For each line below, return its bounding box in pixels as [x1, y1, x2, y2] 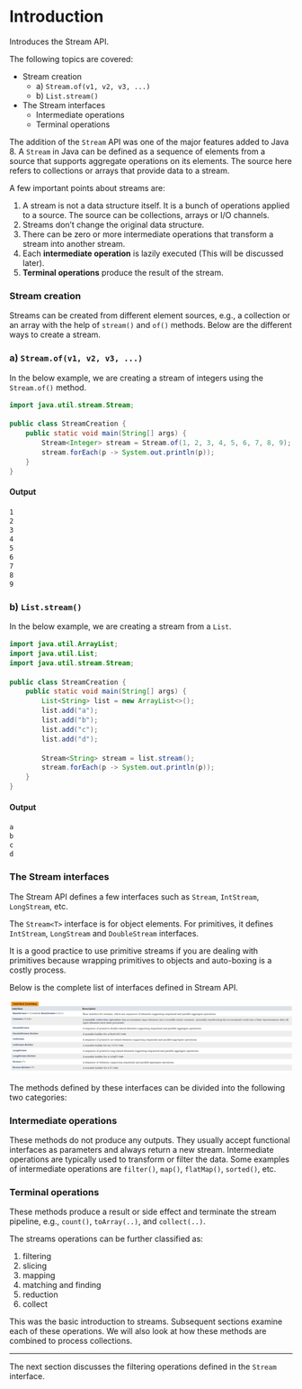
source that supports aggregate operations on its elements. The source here [9, 155, 292, 166]
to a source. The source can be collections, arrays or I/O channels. [22, 209, 270, 220]
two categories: [9, 1092, 67, 1102]
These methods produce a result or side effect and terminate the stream [9, 1206, 277, 1218]
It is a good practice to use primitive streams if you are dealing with [9, 945, 259, 956]
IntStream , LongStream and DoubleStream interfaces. [9, 928, 200, 938]
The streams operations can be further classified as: [9, 1233, 204, 1245]
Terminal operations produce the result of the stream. [22, 267, 224, 278]
